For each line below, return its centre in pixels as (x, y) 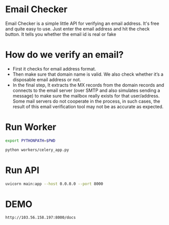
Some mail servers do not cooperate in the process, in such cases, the (86, 101)
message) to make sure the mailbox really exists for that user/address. (86, 95)
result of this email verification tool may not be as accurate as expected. (88, 106)
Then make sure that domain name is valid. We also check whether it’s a (88, 74)
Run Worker (31, 127)
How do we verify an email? (64, 55)
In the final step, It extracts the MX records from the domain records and (88, 85)
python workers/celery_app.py (37, 150)
